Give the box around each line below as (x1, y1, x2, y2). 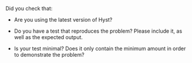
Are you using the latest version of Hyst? (14, 16, 113, 23)
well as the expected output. (14, 34, 83, 40)
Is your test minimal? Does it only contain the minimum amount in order (14, 45, 186, 52)
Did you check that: (5, 5, 53, 12)
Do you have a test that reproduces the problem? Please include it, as (14, 27, 183, 34)
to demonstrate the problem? (14, 51, 85, 58)
